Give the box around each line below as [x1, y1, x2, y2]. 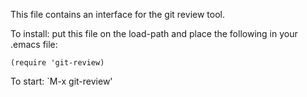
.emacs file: [10, 39, 58, 50]
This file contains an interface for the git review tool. [10, 9, 225, 20]
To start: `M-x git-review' [10, 75, 113, 87]
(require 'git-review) [10, 58, 105, 68]
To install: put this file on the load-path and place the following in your [10, 28, 298, 39]
